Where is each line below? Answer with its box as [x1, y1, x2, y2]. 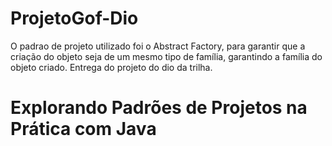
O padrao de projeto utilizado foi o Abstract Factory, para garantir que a [10, 40, 306, 52]
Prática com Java [10, 118, 157, 141]
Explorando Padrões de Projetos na [10, 97, 308, 119]
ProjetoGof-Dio [10, 7, 139, 30]
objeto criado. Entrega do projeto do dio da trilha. [10, 61, 213, 73]
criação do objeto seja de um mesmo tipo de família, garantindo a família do [10, 50, 323, 62]
